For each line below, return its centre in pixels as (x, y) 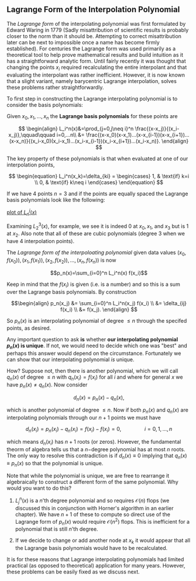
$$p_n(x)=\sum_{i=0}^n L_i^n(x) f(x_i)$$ (99, 273)
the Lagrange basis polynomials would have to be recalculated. (91, 548)
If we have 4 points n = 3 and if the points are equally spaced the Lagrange (97, 194)
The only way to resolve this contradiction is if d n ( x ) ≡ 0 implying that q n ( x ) (97, 456)
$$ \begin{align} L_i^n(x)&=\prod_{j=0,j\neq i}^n (76, 129)
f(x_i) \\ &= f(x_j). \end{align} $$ (99, 309)
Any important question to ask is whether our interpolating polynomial (92, 340)
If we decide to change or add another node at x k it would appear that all (103, 541)
